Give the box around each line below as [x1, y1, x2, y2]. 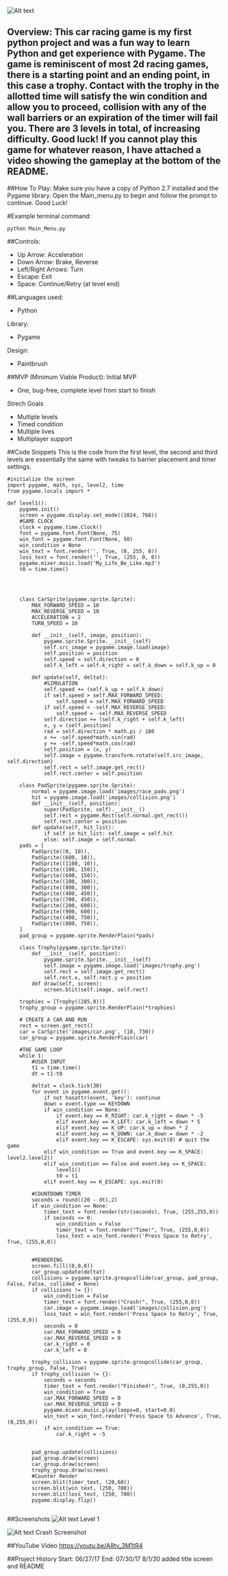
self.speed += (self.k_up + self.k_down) [43, 686, 164, 693]
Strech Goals [7, 399, 44, 408]
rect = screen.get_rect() [19, 1022, 94, 1029]
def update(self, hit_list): [31, 824, 115, 831]
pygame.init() [19, 505, 60, 513]
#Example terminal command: [7, 211, 91, 220]
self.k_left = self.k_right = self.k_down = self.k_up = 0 [43, 662, 216, 669]
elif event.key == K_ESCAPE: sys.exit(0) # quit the [55, 1136, 210, 1143]
